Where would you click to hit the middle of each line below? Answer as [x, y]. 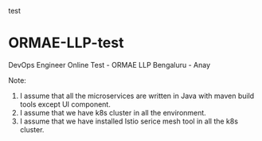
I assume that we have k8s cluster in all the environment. [113, 112]
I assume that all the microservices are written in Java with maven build [137, 96]
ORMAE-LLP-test [66, 43]
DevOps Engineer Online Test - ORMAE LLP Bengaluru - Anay [109, 65]
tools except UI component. [65, 104]
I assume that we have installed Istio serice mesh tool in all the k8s [129, 121]
